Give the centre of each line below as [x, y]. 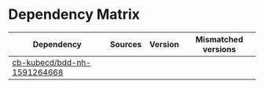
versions [220, 49]
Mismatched [219, 39]
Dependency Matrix [74, 15]
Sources [126, 44]
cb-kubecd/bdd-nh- [52, 62]
